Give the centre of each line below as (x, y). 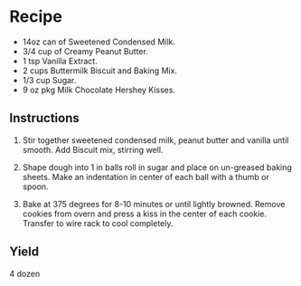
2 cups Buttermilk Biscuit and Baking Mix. (100, 71)
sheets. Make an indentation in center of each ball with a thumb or (146, 176)
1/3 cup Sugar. (49, 80)
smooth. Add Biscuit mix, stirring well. (93, 149)
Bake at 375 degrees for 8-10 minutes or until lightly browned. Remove (154, 204)
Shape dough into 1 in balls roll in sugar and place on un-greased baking (157, 167)
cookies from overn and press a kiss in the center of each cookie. (145, 214)
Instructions (44, 118)
